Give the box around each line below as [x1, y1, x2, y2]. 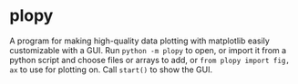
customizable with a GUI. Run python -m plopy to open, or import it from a [9, 44, 287, 55]
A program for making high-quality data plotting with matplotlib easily [9, 35, 271, 46]
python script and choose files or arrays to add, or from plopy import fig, [9, 54, 290, 65]
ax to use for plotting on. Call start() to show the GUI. [9, 64, 212, 75]
